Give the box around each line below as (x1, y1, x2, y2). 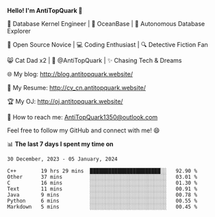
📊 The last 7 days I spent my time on (7, 140, 114, 148)
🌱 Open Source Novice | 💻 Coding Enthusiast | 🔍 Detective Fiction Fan (7, 41, 209, 48)
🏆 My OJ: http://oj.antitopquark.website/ (7, 98, 123, 105)
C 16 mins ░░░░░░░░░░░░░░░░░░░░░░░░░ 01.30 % (7, 179, 197, 186)
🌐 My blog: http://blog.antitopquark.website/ (7, 70, 134, 78)
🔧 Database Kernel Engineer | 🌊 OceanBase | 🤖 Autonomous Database (7, 20, 205, 27)
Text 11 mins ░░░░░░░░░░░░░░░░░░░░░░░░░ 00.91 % (7, 186, 197, 192)
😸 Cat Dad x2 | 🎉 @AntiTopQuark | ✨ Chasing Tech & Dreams (7, 57, 182, 64)
